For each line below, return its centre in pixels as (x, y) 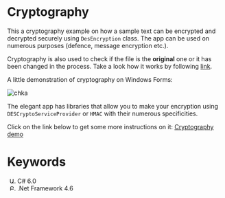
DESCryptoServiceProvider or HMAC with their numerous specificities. (103, 113)
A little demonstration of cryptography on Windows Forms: (90, 79)
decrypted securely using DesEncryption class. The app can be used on (108, 38)
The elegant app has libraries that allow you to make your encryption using (113, 106)
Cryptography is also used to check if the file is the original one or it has (109, 58)
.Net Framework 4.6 (45, 188)
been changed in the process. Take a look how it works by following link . (110, 66)
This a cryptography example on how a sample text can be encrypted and (111, 31)
